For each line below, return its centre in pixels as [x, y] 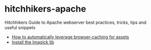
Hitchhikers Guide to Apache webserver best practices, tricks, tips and [75, 22]
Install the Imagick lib [33, 42]
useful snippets [20, 27]
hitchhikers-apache [45, 9]
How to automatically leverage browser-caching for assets [70, 37]
